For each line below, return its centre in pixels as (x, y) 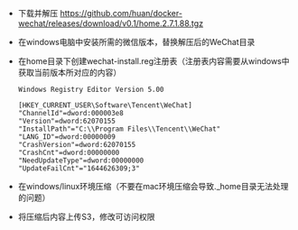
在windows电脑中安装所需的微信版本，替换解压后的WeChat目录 (136, 42)
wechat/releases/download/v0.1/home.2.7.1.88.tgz (111, 23)
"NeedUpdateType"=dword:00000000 (81, 161)
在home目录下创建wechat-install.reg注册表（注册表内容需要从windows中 (154, 61)
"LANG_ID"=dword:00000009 (66, 137)
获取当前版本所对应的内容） (70, 72)
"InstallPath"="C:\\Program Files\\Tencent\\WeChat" (119, 129)
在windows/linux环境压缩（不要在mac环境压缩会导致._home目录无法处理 (153, 186)
